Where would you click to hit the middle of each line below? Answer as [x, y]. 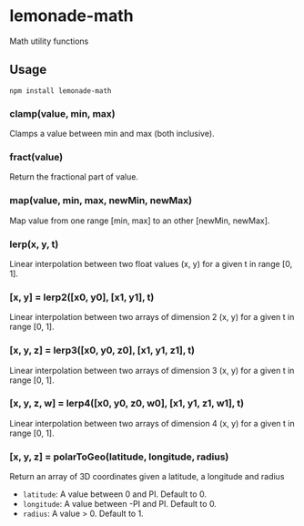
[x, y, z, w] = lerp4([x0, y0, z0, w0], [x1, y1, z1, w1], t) [127, 404]
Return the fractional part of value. [74, 177]
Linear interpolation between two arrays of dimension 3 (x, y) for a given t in [152, 370]
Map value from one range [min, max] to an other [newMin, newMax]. [140, 221]
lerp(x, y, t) [34, 244]
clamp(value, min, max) [62, 113]
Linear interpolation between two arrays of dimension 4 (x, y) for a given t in [152, 423]
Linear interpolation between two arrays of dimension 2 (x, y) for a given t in [152, 317]
